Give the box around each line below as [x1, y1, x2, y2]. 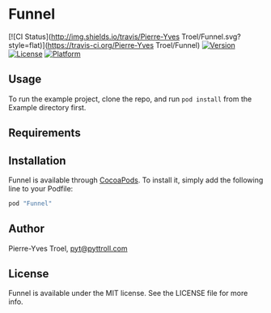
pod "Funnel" [8, 199, 53, 208]
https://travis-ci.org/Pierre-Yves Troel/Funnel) [47, 40, 201, 49]
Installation [8, 153, 66, 167]
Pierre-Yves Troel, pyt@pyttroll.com [8, 243, 128, 253]
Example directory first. [8, 102, 87, 112]
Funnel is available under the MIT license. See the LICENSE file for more [8, 289, 248, 298]
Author [8, 222, 44, 236]
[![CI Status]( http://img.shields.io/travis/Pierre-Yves [8, 32, 180, 41]
